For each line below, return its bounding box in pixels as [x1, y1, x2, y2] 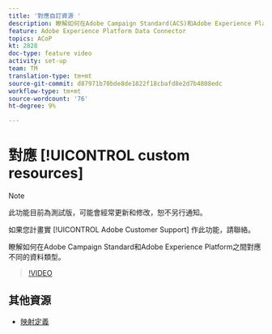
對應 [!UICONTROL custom [8, 146, 190, 165]
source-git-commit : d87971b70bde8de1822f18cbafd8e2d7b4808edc [8, 79, 223, 87]
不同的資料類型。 [8, 252, 66, 262]
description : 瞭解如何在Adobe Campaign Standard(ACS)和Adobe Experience [8, 19, 252, 27]
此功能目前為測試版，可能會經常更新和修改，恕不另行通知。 [8, 208, 207, 218]
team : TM [8, 65, 38, 73]
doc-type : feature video [8, 49, 92, 57]
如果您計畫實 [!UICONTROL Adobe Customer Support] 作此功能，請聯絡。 [8, 225, 255, 235]
